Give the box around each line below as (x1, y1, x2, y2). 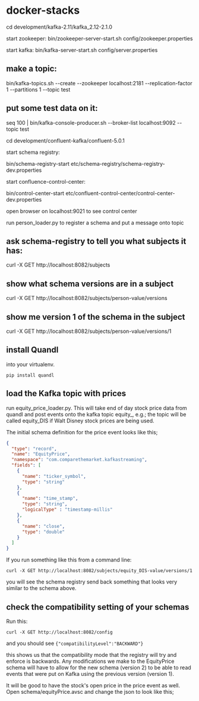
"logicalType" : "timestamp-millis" (21, 507, 113, 513)
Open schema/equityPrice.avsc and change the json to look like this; (6, 688, 174, 695)
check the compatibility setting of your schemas (6, 602, 189, 612)
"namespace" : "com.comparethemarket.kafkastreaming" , (11, 457, 147, 463)
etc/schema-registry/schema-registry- (70, 160, 165, 167)
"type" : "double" (21, 529, 65, 535)
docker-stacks (6, 4, 80, 17)
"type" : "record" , (11, 446, 58, 452)
